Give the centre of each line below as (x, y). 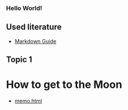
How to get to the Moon (64, 85)
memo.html (28, 101)
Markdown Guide (36, 41)
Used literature (34, 27)
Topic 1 (19, 60)
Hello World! (24, 8)
